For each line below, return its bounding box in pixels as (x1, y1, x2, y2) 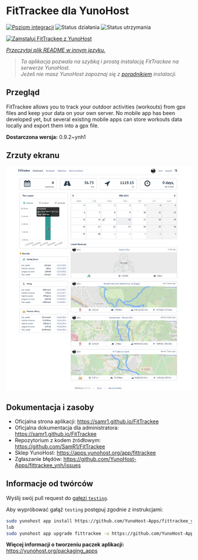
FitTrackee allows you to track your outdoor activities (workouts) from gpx (6, 103, 186, 110)
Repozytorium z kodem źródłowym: (14, 436, 101, 443)
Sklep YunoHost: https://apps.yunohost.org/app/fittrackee (14, 449, 156, 456)
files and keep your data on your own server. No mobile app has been (6, 109, 176, 116)
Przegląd (6, 87, 40, 98)
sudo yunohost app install (6, 518, 72, 524)
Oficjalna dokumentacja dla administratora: (14, 424, 119, 431)
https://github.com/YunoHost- (63, 455, 137, 462)
